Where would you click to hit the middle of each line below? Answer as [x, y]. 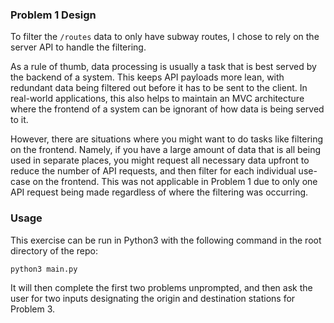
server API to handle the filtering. [78, 47]
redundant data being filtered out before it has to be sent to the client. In [159, 88]
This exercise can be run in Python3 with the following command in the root [166, 240]
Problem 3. [33, 309]
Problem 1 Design [53, 15]
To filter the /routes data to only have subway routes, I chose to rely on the [165, 37]
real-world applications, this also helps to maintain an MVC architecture [157, 99]
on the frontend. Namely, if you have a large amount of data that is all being [166, 150]
